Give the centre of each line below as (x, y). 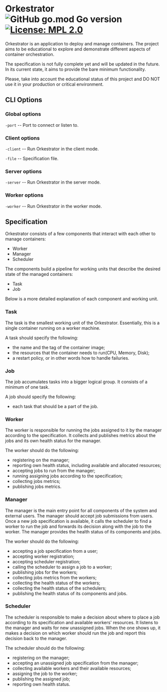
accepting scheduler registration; (46, 561)
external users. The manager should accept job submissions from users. (79, 516)
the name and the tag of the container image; (59, 347)
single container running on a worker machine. (53, 328)
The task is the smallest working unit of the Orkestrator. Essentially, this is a (83, 323)
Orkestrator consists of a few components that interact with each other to (80, 234)
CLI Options (24, 100)
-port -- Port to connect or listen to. (42, 125)
